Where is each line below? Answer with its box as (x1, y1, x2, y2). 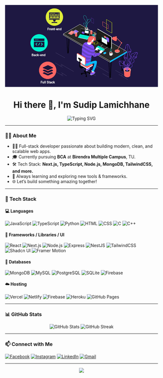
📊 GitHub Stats (5, 311, 42, 318)
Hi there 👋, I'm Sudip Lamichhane (13, 99, 150, 110)
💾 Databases (5, 259, 32, 265)
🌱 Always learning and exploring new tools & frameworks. (12, 173, 128, 179)
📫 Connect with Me (5, 340, 53, 347)
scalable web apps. (12, 149, 51, 154)
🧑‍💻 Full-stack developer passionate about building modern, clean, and (12, 143, 153, 149)
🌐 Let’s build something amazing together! (12, 179, 97, 185)
